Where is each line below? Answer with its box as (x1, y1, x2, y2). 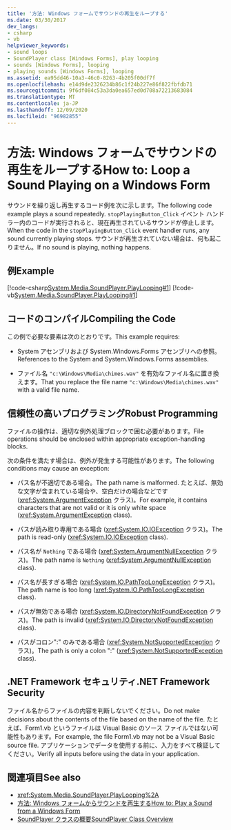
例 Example (7, 265, 54, 276)
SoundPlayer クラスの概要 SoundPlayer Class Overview (17, 815, 174, 823)
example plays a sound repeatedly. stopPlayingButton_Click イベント (7, 209, 205, 218)
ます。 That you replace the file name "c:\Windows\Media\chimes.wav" (23, 378, 219, 386)
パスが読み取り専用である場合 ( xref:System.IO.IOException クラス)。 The (17, 525, 223, 533)
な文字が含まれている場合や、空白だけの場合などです (17, 487, 168, 495)
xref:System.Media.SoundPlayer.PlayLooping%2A (17, 791, 159, 799)
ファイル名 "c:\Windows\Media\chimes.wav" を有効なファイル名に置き (17, 369, 214, 377)
